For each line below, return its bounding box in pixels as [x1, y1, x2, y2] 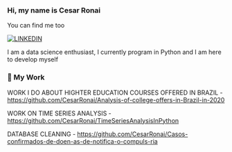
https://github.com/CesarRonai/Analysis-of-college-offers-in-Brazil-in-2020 [7, 95, 225, 104]
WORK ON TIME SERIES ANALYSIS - [7, 109, 112, 117]
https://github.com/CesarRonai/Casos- [77, 130, 188, 138]
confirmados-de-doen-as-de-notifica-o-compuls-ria [7, 137, 158, 145]
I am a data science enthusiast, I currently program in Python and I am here [7, 48, 222, 57]
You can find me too [7, 21, 65, 30]
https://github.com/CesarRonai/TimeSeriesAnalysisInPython [7, 116, 179, 124]
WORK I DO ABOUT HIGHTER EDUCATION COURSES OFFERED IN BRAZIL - [7, 88, 223, 97]
